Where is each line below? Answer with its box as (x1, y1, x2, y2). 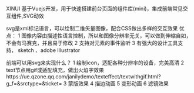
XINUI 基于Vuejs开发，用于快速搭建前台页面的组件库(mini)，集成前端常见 (6, 5, 183, 12)
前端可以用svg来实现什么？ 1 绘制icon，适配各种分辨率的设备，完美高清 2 (6, 59, 184, 66)
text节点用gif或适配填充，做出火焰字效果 (6, 67, 104, 73)
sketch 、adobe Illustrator (17, 47, 81, 54)
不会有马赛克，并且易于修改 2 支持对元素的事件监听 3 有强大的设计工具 (6, 40, 178, 46)
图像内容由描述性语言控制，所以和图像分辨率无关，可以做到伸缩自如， (21, 32, 192, 39)
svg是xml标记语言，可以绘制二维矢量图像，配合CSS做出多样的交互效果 (6, 25, 178, 32)
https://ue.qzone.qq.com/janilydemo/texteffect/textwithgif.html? (6, 73, 162, 80)
